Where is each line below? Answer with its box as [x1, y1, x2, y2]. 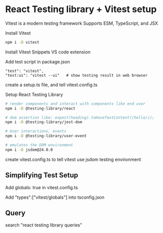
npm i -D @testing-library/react [5, 106, 76, 111]
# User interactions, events [5, 129, 67, 134]
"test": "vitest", [5, 68, 44, 74]
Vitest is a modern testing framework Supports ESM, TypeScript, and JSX [5, 20, 158, 26]
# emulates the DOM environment [5, 143, 73, 148]
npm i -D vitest [5, 39, 39, 45]
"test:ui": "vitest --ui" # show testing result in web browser [5, 73, 148, 78]
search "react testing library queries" [5, 222, 82, 228]
